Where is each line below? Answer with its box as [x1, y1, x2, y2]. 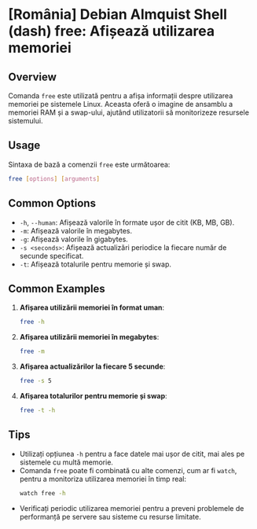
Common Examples [8, 281, 106, 296]
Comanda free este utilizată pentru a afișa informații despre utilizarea [8, 91, 233, 100]
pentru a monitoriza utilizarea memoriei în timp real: [19, 474, 187, 483]
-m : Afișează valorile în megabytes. [19, 226, 133, 235]
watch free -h [19, 489, 66, 497]
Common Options [8, 197, 97, 210]
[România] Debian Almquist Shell [8, 6, 228, 24]
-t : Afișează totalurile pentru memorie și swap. [19, 259, 171, 269]
